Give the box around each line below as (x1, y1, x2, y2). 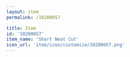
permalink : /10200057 (6, 14, 61, 20)
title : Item (6, 25, 36, 31)
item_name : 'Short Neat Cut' (6, 37, 79, 43)
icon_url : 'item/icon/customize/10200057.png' (6, 42, 125, 48)
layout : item (6, 8, 39, 15)
